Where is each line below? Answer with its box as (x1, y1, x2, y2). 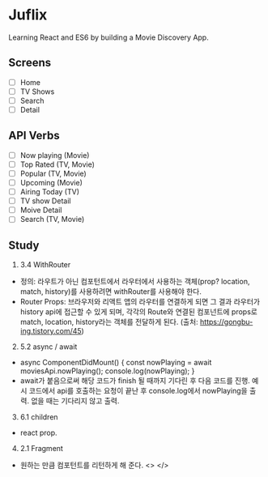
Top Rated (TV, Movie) (19, 160, 96, 169)
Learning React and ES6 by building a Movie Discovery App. (8, 32, 209, 42)
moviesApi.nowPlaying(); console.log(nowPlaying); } (19, 366, 195, 376)
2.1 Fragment (19, 444, 63, 454)
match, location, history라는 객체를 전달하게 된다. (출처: (19, 317, 198, 327)
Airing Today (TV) (19, 187, 79, 197)
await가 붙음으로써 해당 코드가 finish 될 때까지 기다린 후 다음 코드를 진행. (19, 376, 251, 385)
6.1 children (19, 412, 58, 422)
